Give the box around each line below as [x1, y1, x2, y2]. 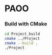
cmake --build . [4, 41, 38, 46]
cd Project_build [4, 31, 40, 37]
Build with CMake [4, 21, 48, 27]
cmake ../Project [4, 36, 40, 41]
